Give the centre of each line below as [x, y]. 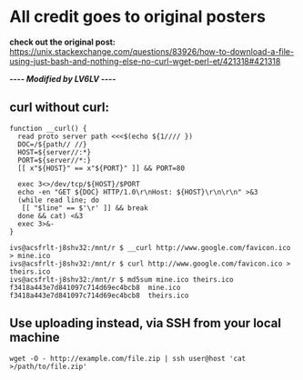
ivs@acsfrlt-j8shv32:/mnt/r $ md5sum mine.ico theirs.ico [121, 279]
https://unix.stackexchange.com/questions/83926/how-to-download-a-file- [151, 51]
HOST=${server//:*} [55, 152]
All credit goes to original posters [138, 17]
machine [35, 338]
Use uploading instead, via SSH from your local [146, 323]
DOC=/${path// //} [53, 144]
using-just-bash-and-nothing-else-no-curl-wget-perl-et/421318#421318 [145, 61]
